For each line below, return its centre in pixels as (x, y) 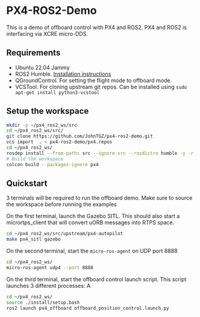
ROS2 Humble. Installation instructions (63, 74)
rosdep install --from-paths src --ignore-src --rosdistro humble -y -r (100, 153)
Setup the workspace (48, 111)
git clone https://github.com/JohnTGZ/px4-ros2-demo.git (80, 136)
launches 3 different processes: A (48, 285)
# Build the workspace (35, 159)
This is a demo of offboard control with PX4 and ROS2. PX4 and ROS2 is (97, 27)
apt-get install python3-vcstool (57, 92)
